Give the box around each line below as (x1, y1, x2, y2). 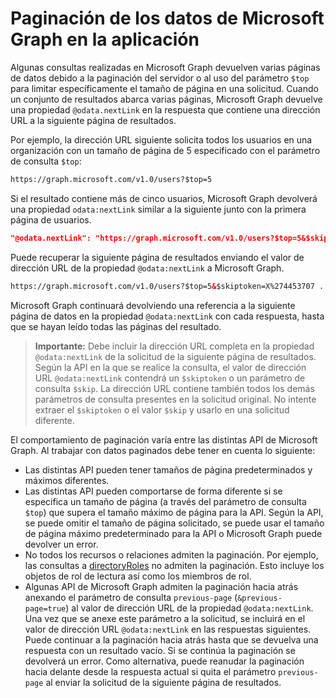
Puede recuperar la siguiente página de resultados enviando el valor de (10, 251, 305, 263)
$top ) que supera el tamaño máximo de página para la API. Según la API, (24, 506, 324, 518)
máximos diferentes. (24, 474, 110, 486)
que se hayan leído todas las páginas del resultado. (10, 320, 222, 332)
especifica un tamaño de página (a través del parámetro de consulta (24, 495, 307, 507)
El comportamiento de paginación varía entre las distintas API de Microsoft (10, 433, 318, 446)
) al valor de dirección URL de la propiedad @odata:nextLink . (65, 602, 314, 614)
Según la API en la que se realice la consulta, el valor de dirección (34, 361, 307, 373)
